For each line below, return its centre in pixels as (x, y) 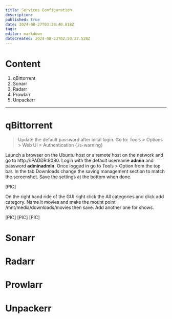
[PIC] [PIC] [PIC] (23, 217)
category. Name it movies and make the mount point (61, 202)
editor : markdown (24, 34)
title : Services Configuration (39, 10)
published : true (23, 19)
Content (23, 64)
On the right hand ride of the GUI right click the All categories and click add (85, 196)
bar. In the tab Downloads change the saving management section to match (85, 171)
